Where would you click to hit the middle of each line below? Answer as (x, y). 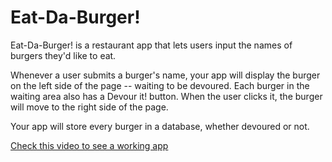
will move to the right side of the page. (89, 107)
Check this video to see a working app (89, 145)
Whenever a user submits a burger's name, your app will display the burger (165, 75)
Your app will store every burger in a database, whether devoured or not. (160, 126)
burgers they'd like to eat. (63, 55)
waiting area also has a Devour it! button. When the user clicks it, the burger (166, 96)
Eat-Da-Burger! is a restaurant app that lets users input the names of (151, 45)
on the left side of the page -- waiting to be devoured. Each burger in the (160, 85)
